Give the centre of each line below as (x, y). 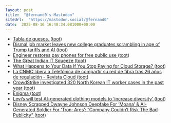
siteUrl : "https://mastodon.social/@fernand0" (57, 19)
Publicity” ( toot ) (29, 115)
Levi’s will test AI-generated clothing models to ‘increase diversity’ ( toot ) (89, 99)
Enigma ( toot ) (27, 93)
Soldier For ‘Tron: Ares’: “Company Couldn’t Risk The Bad (97, 110)
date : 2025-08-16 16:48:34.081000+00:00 (50, 24)
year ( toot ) (24, 88)
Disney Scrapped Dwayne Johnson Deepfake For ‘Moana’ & (76, 104)
